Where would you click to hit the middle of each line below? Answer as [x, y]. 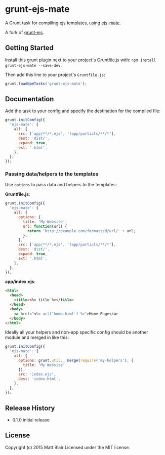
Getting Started [29, 48]
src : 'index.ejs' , [37, 374]
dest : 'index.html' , [39, 379]
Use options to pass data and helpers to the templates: [61, 185]
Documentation [30, 99]
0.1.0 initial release [31, 420]
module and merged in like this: [37, 337]
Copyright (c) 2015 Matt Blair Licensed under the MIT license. [68, 447]
